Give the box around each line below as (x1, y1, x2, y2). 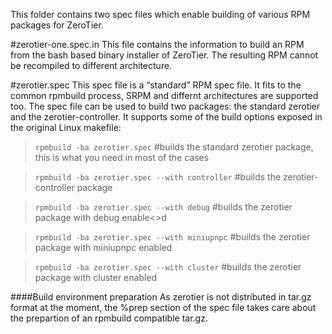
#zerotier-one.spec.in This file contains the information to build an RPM (10, 39, 305, 50)
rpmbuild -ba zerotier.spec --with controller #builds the (34, 171, 282, 183)
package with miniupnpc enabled (34, 242, 173, 253)
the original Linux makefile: (10, 122, 122, 133)
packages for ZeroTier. (10, 19, 104, 31)
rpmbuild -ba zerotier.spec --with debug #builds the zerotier (34, 201, 293, 213)
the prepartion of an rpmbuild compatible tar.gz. (10, 312, 208, 324)
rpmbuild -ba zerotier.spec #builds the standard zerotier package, (34, 141, 314, 153)
